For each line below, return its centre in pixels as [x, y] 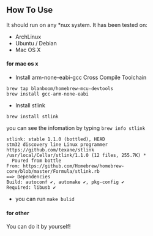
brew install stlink [33, 117]
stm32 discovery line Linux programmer [57, 145]
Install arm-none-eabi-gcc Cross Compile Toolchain [81, 78]
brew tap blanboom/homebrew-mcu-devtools [60, 89]
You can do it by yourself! [39, 227]
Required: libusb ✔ [31, 188]
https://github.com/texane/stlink [50, 150]
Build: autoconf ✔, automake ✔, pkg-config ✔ [65, 182]
